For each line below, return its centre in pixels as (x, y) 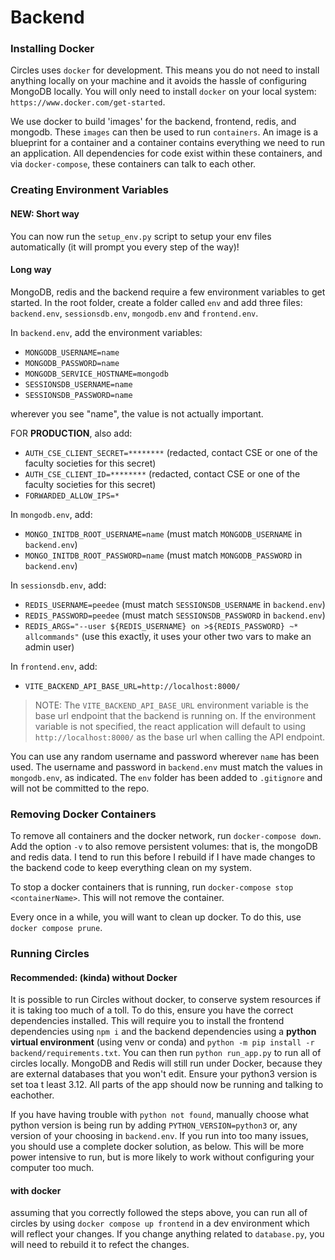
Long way (31, 270)
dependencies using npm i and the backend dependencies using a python (163, 1032)
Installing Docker (52, 49)
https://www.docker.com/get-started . (88, 102)
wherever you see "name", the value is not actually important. (137, 413)
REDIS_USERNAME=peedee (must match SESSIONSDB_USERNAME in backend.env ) (175, 604)
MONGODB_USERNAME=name (72, 352)
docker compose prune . (56, 928)
